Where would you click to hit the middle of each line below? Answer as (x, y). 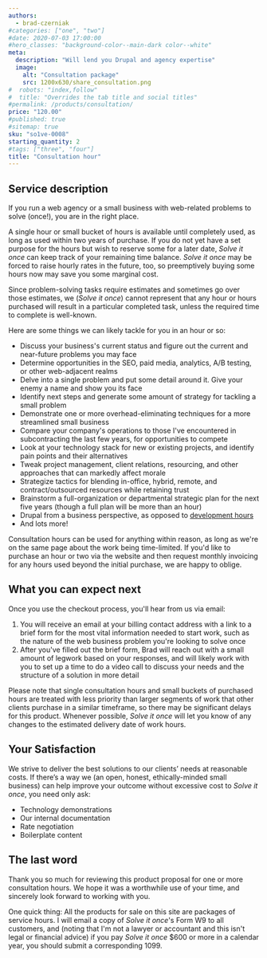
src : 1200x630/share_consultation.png (87, 82)
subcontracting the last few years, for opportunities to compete (124, 439)
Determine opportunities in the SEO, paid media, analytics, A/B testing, (136, 363)
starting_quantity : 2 (44, 141)
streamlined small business (65, 422)
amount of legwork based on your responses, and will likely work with (134, 658)
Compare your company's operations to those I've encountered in (128, 430)
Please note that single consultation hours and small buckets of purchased (131, 690)
